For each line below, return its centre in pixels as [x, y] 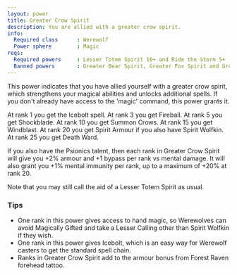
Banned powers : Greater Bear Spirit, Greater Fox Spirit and [116, 66]
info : [15, 33]
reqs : [15, 53]
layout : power [28, 14]
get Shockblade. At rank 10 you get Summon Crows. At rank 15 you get [110, 122]
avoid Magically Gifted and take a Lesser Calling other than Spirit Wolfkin [123, 228]
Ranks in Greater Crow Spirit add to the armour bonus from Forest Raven [123, 257]
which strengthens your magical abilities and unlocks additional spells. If [113, 94]
